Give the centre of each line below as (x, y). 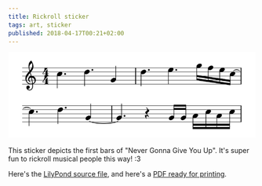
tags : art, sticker (40, 25)
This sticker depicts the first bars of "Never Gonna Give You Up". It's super (129, 150)
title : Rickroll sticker (49, 16)
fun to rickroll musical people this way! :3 (75, 159)
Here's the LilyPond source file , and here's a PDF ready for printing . (118, 173)
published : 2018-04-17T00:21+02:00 (66, 33)
